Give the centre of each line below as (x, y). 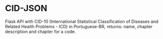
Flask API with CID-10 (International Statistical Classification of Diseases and (82, 21)
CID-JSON (26, 8)
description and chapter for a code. (41, 31)
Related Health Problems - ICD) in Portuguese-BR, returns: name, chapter (79, 26)
